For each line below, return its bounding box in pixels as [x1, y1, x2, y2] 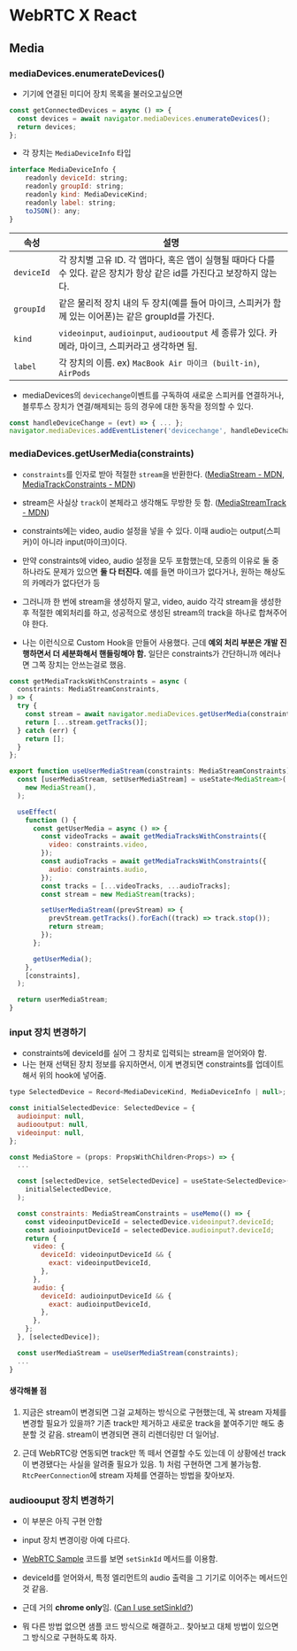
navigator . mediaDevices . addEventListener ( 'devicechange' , [9, 427, 227, 436]
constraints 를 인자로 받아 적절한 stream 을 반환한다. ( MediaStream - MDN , [21, 468, 285, 479]
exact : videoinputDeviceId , [48, 1259, 152, 1268]
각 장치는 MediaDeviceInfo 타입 [21, 148, 132, 158]
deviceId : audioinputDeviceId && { [41, 1292, 172, 1300]
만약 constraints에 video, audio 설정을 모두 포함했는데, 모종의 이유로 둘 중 [21, 555, 279, 566]
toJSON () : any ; [25, 206, 81, 215]
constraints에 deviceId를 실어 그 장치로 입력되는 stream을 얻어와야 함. [21, 1048, 268, 1059]
